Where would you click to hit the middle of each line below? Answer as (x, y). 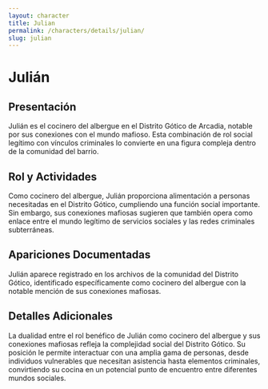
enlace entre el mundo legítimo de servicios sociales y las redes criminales (132, 221)
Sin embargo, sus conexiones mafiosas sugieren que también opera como (131, 213)
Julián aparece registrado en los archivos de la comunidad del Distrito (123, 274)
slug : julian (30, 38)
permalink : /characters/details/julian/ (77, 30)
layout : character (39, 16)
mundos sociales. (37, 378)
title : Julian (32, 23)
